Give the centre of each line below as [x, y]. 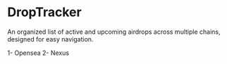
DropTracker [45, 12]
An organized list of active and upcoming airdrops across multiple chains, [114, 32]
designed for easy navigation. [50, 39]
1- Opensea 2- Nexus [38, 53]
